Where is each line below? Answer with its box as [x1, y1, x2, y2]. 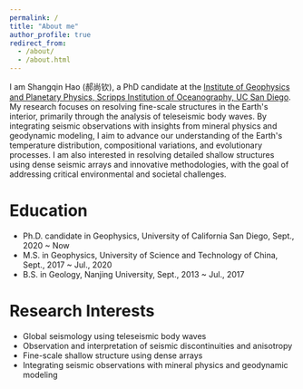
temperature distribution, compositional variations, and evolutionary [9, 140, 263, 151]
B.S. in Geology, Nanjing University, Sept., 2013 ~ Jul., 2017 [22, 268, 245, 279]
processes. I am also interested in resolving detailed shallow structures [9, 150, 275, 160]
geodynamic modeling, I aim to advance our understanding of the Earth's [9, 131, 283, 141]
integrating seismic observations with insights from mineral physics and [9, 121, 278, 131]
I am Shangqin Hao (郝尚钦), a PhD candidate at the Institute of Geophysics [9, 82, 290, 92]
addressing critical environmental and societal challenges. [9, 169, 227, 180]
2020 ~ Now [22, 239, 70, 250]
